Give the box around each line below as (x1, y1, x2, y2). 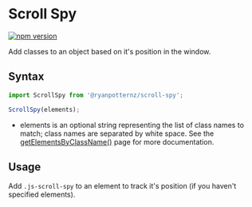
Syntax (8, 70, 45, 84)
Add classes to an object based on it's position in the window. (8, 46, 211, 56)
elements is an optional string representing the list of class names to (19, 120, 245, 129)
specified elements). (8, 189, 76, 200)
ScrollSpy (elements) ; (8, 105, 81, 113)
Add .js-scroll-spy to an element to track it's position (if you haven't (8, 181, 237, 191)
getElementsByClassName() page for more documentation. (19, 137, 215, 146)
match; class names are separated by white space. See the (19, 129, 215, 138)
